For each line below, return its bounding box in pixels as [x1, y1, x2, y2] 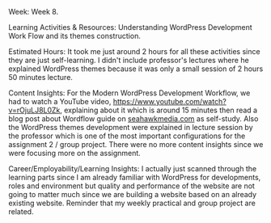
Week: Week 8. [8, 7, 59, 16]
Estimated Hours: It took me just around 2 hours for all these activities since [8, 47, 260, 56]
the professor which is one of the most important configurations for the [8, 131, 246, 141]
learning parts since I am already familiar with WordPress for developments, [8, 173, 261, 182]
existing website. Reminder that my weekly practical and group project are [8, 198, 256, 208]
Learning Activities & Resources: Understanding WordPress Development [8, 23, 252, 32]
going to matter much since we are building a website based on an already [8, 190, 257, 199]
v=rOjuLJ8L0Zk [8, 105, 61, 115]
